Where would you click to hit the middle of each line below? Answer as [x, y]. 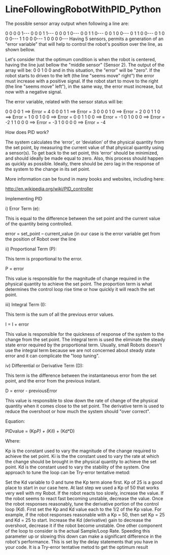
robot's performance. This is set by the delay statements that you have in [82, 542]
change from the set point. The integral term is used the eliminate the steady [85, 339]
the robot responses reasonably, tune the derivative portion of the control [82, 504]
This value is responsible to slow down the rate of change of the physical [82, 400]
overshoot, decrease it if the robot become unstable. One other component [84, 525]
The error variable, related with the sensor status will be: [64, 101]
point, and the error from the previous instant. [53, 381]
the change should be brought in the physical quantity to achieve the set [81, 461]
